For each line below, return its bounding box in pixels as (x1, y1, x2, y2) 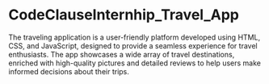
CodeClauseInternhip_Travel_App (8, 6, 240, 24)
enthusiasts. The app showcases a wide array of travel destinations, (8, 49, 235, 59)
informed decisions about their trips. (8, 66, 129, 76)
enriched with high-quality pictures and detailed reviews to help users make (8, 58, 261, 68)
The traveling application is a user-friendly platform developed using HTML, (8, 32, 261, 42)
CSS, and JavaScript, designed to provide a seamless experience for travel (8, 40, 258, 50)
